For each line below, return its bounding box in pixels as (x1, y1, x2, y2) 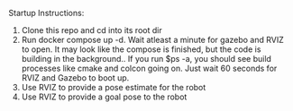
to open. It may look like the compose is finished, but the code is (21, 44, 261, 55)
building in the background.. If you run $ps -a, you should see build (21, 54, 272, 64)
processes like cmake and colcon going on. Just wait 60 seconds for (21, 63, 278, 73)
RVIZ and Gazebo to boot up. (21, 73, 130, 83)
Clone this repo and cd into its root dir (21, 25, 163, 35)
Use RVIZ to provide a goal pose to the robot (21, 91, 188, 102)
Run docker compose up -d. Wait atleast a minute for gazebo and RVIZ (21, 35, 285, 45)
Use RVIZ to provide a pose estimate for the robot (21, 82, 206, 92)
